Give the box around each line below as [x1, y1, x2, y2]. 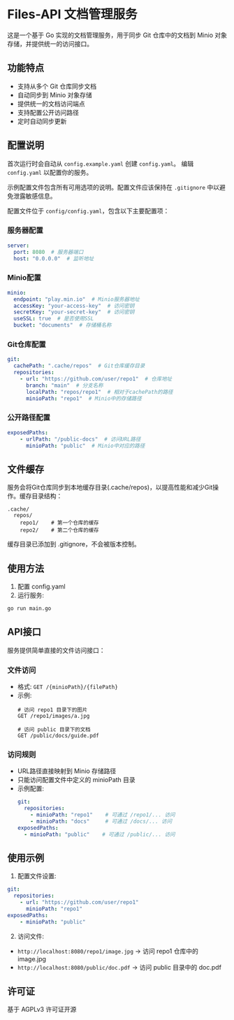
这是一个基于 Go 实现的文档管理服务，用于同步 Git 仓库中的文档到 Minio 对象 [7, 31, 227, 39]
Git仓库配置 [7, 339, 47, 349]
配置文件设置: [17, 872, 57, 880]
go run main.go [7, 605, 52, 612]
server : [7, 242, 30, 249]
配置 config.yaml [17, 582, 66, 590]
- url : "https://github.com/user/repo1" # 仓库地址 [20, 375, 173, 382]
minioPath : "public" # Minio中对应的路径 [25, 442, 145, 449]
